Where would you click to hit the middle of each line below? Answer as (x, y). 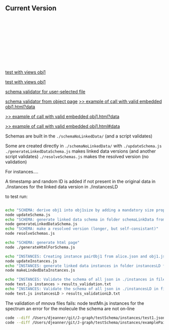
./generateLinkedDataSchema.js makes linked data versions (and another (80, 151)
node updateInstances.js (31, 261)
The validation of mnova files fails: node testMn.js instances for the (75, 303)
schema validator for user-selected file (45, 91)
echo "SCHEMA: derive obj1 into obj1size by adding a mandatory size (80, 210)
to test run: (17, 196)
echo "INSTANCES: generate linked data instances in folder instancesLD (83, 266)
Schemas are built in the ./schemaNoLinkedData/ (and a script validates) (79, 136)
